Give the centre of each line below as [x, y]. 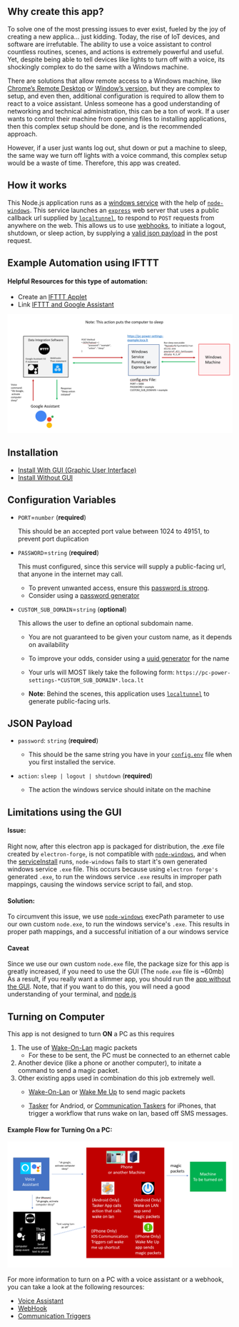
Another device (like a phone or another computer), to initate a [110, 1063]
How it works [37, 185]
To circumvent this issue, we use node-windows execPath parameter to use [116, 916]
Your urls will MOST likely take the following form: [101, 672]
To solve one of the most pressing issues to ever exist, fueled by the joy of [117, 29]
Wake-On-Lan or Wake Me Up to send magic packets [107, 1092]
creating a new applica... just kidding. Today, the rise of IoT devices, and [113, 36]
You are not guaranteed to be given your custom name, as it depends [130, 637]
